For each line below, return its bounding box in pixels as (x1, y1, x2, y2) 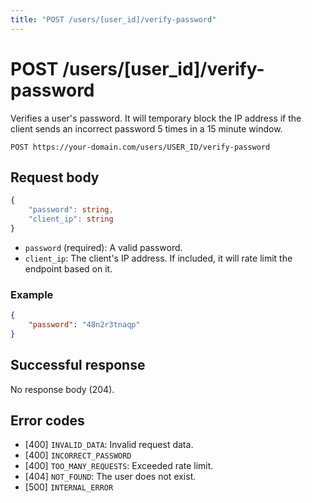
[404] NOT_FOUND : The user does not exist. (24, 471, 197, 483)
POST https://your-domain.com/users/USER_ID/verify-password (10, 142, 271, 152)
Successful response (10, 357, 146, 374)
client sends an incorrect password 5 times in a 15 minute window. (10, 122, 283, 135)
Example (10, 287, 54, 301)
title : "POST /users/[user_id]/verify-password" (10, 14, 217, 25)
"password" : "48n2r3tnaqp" (28, 320, 141, 330)
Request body (10, 169, 100, 186)
